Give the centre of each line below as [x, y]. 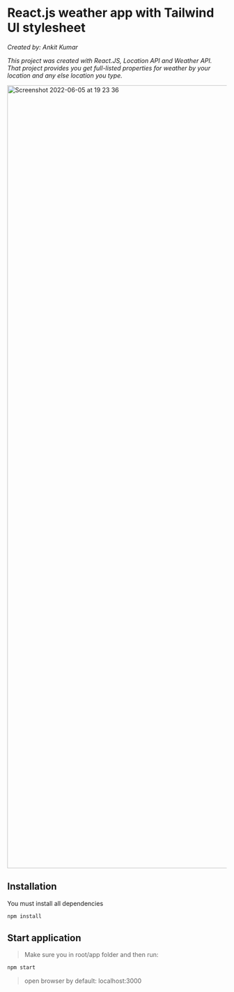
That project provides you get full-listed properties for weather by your [109, 68]
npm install [24, 916]
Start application [44, 938]
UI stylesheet [46, 28]
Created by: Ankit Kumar [43, 47]
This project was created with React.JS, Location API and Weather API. [110, 60]
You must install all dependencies [55, 903]
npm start [22, 968]
